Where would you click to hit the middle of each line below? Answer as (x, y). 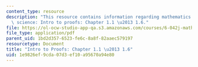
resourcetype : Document (35, 44)
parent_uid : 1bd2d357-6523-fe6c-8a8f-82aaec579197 (70, 38)
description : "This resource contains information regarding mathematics (99, 17)
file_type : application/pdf (41, 33)
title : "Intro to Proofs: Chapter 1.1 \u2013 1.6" (70, 50)
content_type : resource (35, 11)
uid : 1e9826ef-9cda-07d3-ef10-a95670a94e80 (60, 55)
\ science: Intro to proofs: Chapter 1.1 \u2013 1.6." (80, 22)
